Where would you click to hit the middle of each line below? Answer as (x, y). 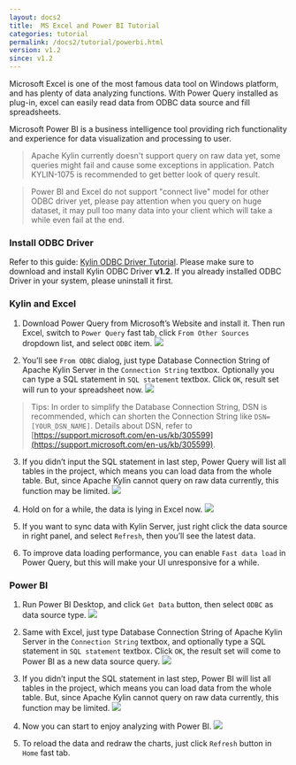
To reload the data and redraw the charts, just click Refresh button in (147, 743)
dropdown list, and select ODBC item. (87, 343)
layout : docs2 (35, 17)
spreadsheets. (35, 112)
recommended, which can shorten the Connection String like (141, 416)
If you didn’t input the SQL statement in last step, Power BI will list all (146, 678)
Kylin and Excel (43, 304)
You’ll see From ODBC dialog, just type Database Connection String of (146, 360)
